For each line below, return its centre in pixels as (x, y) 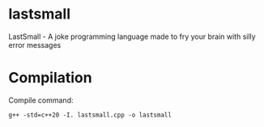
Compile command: (41, 100)
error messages (35, 44)
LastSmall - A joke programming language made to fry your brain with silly (132, 36)
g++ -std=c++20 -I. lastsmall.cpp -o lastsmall (90, 115)
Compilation (50, 78)
